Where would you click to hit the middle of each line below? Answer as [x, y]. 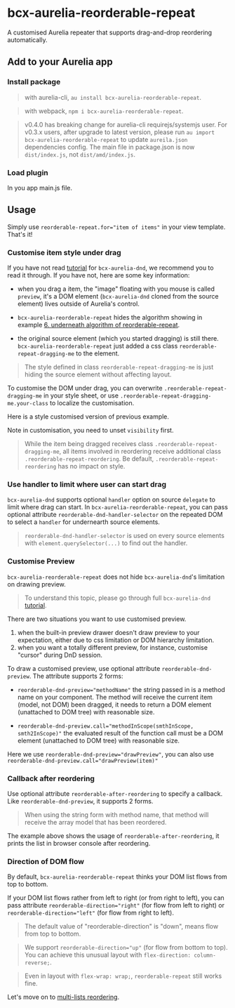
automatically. [27, 39]
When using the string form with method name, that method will [116, 814]
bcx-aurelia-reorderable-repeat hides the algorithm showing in [110, 318]
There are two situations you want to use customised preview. [97, 619]
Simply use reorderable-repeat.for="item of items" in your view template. [116, 227]
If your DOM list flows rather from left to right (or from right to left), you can [116, 898]
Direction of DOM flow [46, 861]
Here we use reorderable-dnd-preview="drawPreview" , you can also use [110, 754]
